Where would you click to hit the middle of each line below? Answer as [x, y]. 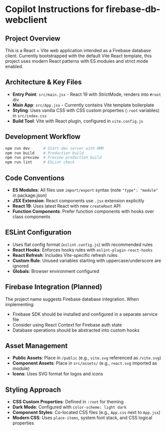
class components [31, 216]
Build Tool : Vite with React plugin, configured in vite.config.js [78, 121]
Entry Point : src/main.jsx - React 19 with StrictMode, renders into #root [87, 94]
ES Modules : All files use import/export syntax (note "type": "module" [85, 190]
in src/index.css [29, 115]
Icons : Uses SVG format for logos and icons [58, 374]
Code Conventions [35, 178]
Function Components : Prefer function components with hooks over [83, 211]
